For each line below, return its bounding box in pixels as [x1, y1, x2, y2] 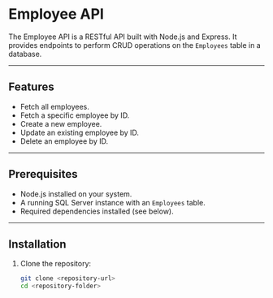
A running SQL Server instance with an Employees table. [19, 197, 206, 207]
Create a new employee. [19, 119, 102, 128]
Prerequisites [8, 167, 78, 181]
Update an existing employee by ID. [19, 127, 140, 137]
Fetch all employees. [19, 101, 89, 111]
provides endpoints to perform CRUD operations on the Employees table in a [8, 40, 262, 50]
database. [8, 49, 42, 58]
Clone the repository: [19, 259, 92, 269]
